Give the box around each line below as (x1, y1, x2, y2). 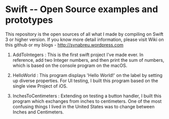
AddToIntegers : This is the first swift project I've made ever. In (12, 52, 144, 58)
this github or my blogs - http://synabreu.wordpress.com (5, 42, 124, 48)
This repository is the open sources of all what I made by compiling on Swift (5, 31, 163, 37)
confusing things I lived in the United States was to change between (12, 103, 155, 109)
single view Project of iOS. (12, 83, 68, 89)
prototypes (5, 14, 53, 26)
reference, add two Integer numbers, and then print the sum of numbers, (12, 57, 164, 63)
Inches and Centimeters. (12, 109, 64, 115)
